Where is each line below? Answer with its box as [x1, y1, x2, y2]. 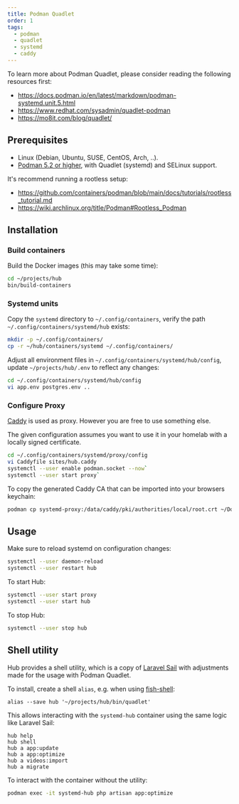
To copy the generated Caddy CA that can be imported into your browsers [7, 485, 225, 493]
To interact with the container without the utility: [7, 776, 148, 784]
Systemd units [7, 299, 59, 309]
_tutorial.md [17, 196, 53, 204]
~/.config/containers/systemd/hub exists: [7, 322, 130, 331]
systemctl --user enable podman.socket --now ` [7, 465, 148, 472]
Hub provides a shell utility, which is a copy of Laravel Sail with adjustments [7, 663, 229, 672]
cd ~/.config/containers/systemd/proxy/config [7, 452, 148, 459]
